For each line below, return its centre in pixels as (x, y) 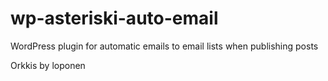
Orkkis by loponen (48, 65)
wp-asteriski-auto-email (114, 18)
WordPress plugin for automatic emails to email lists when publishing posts (164, 46)
